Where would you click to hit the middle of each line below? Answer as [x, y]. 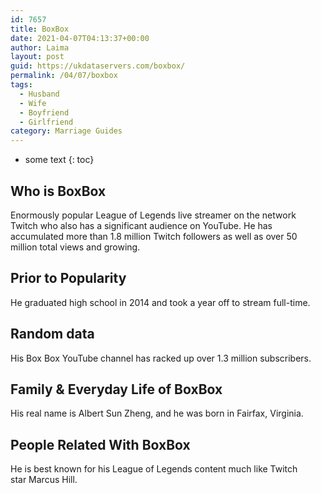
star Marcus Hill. [44, 480]
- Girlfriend [46, 122]
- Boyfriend [44, 112]
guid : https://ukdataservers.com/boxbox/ [98, 66]
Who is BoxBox [58, 191]
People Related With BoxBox [100, 444]
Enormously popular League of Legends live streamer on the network [153, 215]
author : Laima [40, 47]
